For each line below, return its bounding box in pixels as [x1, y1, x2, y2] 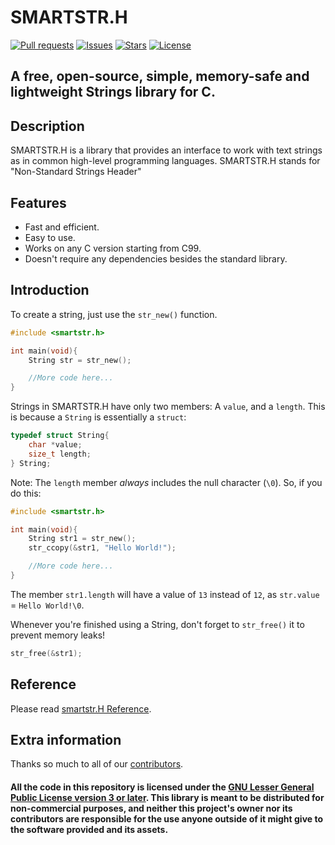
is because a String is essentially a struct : [10, 411, 187, 423]
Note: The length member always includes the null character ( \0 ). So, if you [10, 476, 323, 488]
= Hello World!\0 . [10, 599, 85, 611]
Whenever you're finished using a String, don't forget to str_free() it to [10, 618, 305, 630]
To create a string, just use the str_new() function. [10, 308, 218, 320]
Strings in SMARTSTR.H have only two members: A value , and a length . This [10, 401, 326, 413]
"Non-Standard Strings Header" [10, 166, 142, 178]
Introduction [10, 282, 90, 299]
